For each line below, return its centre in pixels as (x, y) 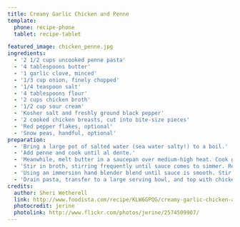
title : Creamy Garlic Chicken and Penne (69, 14)
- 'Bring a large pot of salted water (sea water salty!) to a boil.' (121, 146)
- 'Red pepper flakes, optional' (64, 126)
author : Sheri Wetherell (51, 193)
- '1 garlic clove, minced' (56, 73)
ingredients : (27, 54)
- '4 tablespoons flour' (51, 94)
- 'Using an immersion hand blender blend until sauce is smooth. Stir (123, 173)
